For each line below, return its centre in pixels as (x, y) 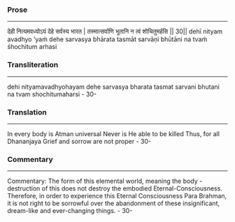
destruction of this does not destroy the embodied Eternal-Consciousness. (115, 188)
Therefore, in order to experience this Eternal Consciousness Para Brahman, (117, 196)
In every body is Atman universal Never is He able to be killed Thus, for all (114, 133)
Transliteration (33, 65)
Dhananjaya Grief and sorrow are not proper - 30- (79, 141)
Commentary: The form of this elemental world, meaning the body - (105, 181)
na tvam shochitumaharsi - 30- (52, 94)
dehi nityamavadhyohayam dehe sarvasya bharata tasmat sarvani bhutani (114, 87)
